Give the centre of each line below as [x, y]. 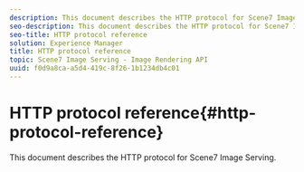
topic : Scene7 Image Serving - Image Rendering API [109, 60]
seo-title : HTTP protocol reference [78, 34]
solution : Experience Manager [66, 43]
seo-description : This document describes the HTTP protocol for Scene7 [149, 26]
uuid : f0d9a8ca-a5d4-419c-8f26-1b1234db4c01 [95, 69]
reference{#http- [190, 113]
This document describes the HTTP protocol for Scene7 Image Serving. [143, 157]
